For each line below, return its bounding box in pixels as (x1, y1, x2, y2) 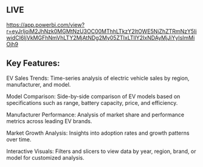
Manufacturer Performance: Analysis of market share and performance (6, 111, 184, 118)
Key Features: (6, 58, 60, 69)
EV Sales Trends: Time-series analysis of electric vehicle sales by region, (6, 74, 190, 82)
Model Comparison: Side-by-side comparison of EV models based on (6, 93, 181, 100)
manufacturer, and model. (6, 80, 71, 88)
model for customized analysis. (6, 154, 84, 161)
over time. (6, 135, 32, 143)
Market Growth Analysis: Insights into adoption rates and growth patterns (6, 129, 190, 137)
